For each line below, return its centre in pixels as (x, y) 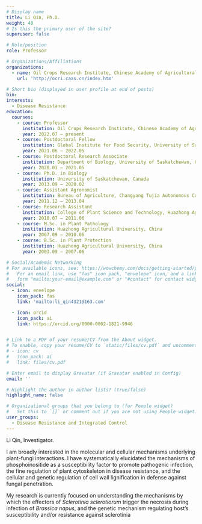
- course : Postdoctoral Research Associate (72, 157)
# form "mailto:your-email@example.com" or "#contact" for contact (95, 279)
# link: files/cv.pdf (36, 362)
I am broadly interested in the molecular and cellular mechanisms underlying (101, 452)
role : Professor (26, 51)
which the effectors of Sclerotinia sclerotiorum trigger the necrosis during (97, 502)
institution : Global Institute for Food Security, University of (106, 145)
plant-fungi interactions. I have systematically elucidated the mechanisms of (101, 458)
